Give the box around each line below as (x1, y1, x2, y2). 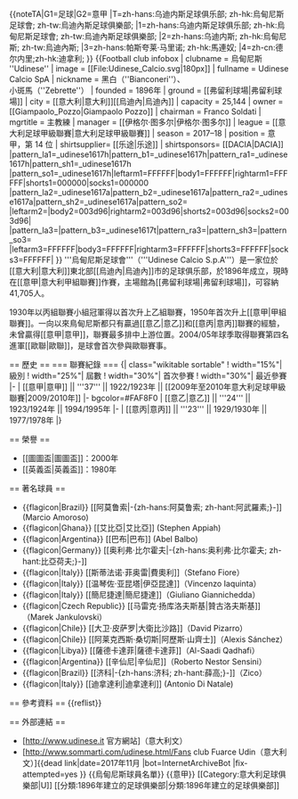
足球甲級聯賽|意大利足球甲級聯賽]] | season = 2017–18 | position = (24, 128, 266, 138)
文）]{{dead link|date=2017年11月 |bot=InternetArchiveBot (21, 758, 231, 768)
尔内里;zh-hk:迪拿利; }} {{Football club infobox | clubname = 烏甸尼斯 (9, 54, 262, 63)
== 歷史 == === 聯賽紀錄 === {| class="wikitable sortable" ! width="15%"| (9, 359, 283, 369)
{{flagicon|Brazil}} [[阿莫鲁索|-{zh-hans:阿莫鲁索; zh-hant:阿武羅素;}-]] (21, 502, 283, 512)
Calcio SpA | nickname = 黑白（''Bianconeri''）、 (9, 74, 185, 84)
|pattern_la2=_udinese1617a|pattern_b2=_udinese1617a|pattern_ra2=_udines (9, 187, 288, 197)
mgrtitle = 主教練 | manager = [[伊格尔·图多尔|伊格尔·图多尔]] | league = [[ (9, 117, 278, 128)
